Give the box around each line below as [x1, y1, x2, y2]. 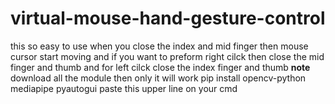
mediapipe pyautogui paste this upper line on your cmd [10, 82, 238, 94]
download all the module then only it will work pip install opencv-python [10, 72, 307, 84]
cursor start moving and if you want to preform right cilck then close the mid [10, 50, 325, 62]
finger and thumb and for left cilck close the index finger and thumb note [10, 61, 311, 73]
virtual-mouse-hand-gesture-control [10, 7, 326, 30]
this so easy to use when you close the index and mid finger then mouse [10, 40, 309, 52]
